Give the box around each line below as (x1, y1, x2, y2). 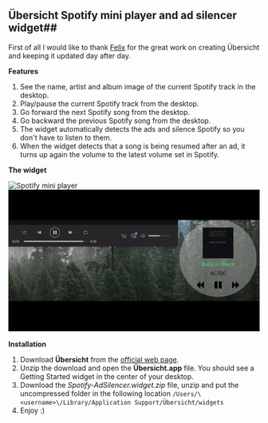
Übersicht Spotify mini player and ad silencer (8, 9, 238, 22)
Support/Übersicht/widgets (134, 398, 224, 406)
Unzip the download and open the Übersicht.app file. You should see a (19, 363, 254, 373)
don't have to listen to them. (19, 132, 112, 142)
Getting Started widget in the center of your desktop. (19, 371, 194, 381)
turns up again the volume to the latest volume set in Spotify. (19, 149, 219, 159)
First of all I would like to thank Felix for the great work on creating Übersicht (8, 42, 260, 52)
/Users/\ (172, 389, 202, 398)
